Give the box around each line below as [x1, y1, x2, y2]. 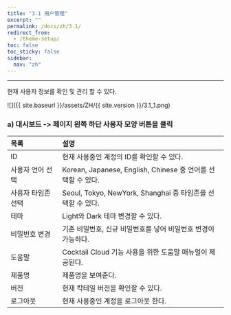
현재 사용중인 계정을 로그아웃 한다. [61, 296, 167, 305]
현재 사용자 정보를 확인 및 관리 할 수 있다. [7, 87, 117, 95]
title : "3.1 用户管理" [7, 10, 68, 17]
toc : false [7, 42, 38, 49]
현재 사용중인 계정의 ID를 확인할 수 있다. [61, 152, 184, 161]
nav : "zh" [13, 61, 41, 68]
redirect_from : [7, 29, 51, 36]
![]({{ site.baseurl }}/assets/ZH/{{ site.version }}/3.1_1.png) [7, 101, 170, 109]
